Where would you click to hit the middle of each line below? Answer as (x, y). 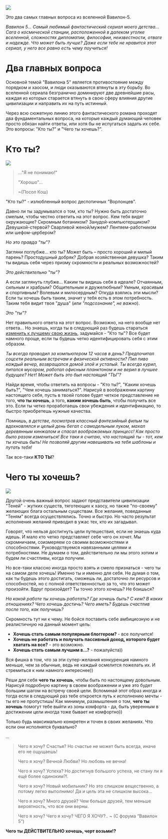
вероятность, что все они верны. (53, 806)
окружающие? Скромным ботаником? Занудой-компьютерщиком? (78, 222)
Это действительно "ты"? (33, 272)
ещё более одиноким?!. (43, 776)
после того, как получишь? (35, 609)
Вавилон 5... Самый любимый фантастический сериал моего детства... (82, 27)
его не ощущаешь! (38, 751)
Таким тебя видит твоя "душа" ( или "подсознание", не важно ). (73, 303)
